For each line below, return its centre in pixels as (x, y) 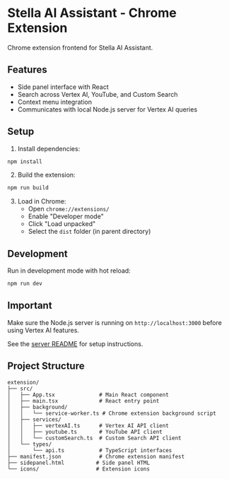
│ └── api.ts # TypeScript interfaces (90, 450)
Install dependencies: (49, 148)
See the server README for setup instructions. (75, 343)
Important (30, 306)
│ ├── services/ (34, 419)
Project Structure (46, 366)
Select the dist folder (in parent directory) (89, 232)
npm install (25, 161)
